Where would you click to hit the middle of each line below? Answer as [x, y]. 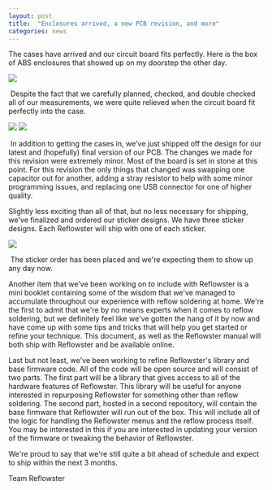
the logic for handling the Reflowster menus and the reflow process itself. [131, 421]
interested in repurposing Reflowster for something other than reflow [123, 395]
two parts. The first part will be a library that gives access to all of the [125, 378]
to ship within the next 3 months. [63, 463]
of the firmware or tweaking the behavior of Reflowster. [101, 438]
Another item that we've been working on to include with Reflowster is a [129, 284]
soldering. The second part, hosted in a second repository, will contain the [133, 404]
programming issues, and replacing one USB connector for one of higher [130, 187]
